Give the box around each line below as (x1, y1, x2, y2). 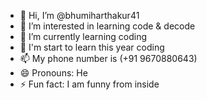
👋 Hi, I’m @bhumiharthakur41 (19, 10, 140, 21)
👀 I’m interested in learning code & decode (19, 20, 196, 32)
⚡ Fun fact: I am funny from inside (19, 78, 160, 90)
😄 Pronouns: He (19, 67, 88, 79)
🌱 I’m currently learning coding (19, 31, 148, 42)
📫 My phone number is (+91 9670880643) (19, 53, 198, 64)
